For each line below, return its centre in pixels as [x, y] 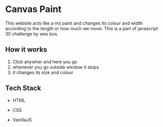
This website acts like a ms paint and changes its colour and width [74, 23]
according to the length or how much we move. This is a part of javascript [82, 28]
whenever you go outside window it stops [56, 67]
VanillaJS [22, 119]
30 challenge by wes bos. [32, 34]
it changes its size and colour [43, 72]
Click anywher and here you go [45, 62]
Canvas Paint [33, 9]
